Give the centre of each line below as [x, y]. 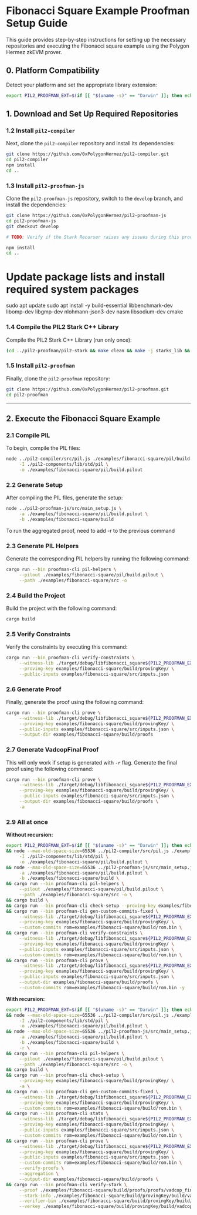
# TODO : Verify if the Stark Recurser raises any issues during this [93, 237]
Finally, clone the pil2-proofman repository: [58, 378]
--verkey [30, 1207]
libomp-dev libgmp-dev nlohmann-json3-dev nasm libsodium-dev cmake [95, 312]
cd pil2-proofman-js [31, 221]
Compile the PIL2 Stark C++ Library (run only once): [69, 340]
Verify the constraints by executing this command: [67, 647]
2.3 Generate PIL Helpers [43, 546]
